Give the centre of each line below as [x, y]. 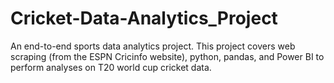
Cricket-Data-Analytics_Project [144, 18]
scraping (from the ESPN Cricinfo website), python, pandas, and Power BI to [167, 56]
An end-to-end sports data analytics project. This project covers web [153, 46]
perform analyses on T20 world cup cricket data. [111, 67]
